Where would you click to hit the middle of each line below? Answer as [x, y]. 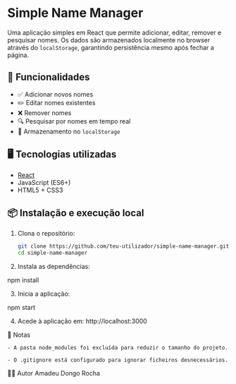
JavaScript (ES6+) [44, 182]
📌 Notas [19, 335]
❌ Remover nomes [44, 113]
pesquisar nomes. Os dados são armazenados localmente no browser [109, 40]
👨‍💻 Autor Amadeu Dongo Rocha [54, 373]
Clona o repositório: [46, 234]
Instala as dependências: [54, 267]
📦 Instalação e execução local [76, 213]
